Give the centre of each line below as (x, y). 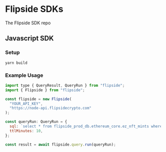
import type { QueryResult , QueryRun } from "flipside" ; (65, 85)
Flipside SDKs (34, 9)
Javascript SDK (30, 38)
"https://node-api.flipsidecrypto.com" (51, 108)
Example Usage (24, 75)
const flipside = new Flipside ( (38, 99)
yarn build (16, 63)
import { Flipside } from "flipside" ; (45, 90)
